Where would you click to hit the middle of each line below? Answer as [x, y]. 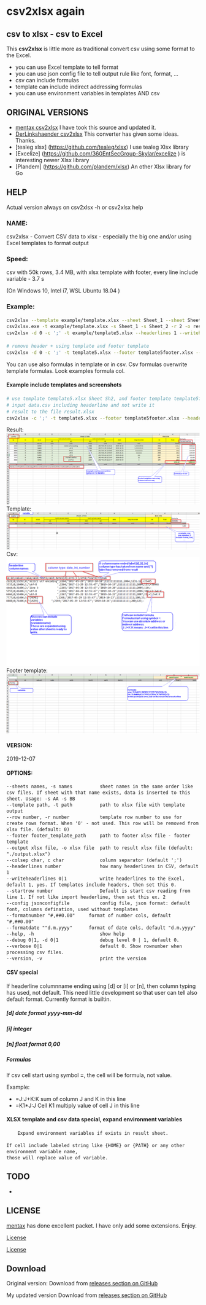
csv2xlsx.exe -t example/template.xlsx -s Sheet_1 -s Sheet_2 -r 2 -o [98, 327]
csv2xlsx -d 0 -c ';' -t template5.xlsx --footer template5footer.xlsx [100, 352]
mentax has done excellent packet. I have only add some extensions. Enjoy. [102, 1225]
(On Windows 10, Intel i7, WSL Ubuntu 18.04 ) [63, 291]
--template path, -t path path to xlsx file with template [96, 805]
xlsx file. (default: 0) [38, 830]
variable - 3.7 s [25, 279]
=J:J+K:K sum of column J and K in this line [71, 1099]
